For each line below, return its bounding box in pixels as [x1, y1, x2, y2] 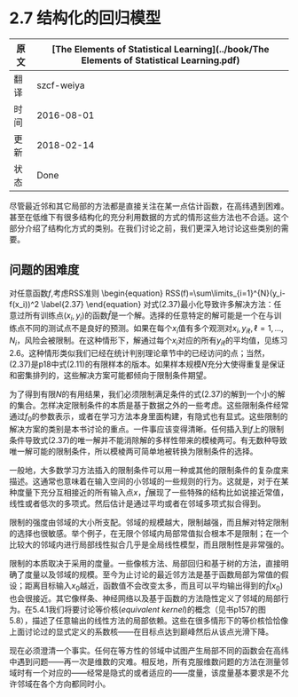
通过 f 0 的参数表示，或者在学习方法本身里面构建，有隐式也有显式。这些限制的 [9, 411, 288, 424]
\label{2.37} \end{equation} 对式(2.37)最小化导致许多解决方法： [41, 298, 274, 309]
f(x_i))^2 [9, 298, 40, 309]
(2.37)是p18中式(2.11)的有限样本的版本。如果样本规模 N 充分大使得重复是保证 [9, 359, 286, 369]
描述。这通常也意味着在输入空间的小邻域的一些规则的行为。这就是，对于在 [9, 476, 281, 487]
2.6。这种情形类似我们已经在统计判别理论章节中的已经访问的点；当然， [9, 348, 270, 359]
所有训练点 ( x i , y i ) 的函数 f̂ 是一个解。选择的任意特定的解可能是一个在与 [24, 310, 275, 322]
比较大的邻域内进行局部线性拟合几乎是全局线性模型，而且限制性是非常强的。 [9, 539, 289, 550]
